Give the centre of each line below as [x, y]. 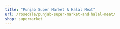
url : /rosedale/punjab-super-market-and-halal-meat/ [60, 14]
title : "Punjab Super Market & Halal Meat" [50, 10]
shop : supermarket [24, 19]
